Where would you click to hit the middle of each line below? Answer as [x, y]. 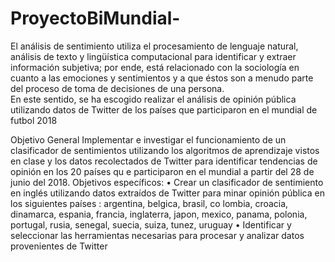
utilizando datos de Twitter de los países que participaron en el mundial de [164, 109]
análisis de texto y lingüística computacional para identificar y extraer [153, 56]
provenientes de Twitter [59, 246]
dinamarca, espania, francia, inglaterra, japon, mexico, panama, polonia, [159, 214]
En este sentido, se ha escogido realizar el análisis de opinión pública [153, 99]
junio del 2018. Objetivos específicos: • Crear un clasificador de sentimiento [167, 182]
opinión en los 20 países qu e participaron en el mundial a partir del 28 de [162, 171]
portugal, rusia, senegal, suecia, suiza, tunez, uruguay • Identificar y [151, 224]
